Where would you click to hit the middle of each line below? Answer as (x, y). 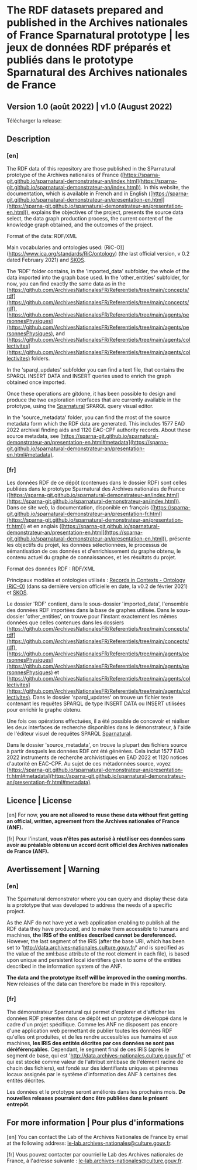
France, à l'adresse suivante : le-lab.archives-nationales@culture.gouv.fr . (95, 1161)
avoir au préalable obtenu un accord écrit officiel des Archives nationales (98, 845)
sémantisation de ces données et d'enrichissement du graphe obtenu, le (94, 551)
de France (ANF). (28, 851)
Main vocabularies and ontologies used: (55, 247)
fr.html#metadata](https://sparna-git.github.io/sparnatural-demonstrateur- (96, 776)
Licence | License (39, 801)
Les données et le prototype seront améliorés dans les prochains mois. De (96, 1091)
